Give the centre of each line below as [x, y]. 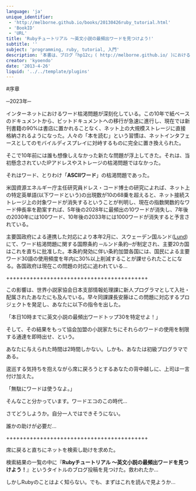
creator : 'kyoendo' [30, 60]
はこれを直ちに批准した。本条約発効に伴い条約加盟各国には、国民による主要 [98, 251]
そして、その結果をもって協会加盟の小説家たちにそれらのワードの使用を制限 [98, 329]
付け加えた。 [21, 376]
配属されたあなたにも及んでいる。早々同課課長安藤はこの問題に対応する [93, 297]
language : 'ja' [24, 11]
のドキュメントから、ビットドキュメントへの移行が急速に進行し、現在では [95, 121]
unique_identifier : [30, 17]
